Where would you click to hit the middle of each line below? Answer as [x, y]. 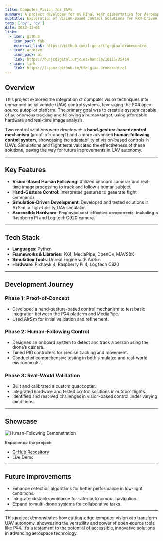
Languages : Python [32, 249]
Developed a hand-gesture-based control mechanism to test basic [79, 309]
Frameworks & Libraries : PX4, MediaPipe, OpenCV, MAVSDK [73, 254]
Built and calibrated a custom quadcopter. [54, 386]
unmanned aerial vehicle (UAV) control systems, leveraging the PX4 [73, 104]
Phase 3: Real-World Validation [42, 376]
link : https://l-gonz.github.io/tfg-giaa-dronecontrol [70, 68]
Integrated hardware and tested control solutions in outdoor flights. [79, 391]
